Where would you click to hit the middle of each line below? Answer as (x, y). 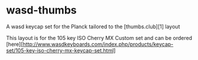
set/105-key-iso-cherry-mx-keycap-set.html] (61, 50)
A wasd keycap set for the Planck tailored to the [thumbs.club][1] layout (93, 26)
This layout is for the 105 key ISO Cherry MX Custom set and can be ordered (99, 38)
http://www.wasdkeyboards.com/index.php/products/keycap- (98, 44)
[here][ (14, 44)
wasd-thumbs (41, 10)
